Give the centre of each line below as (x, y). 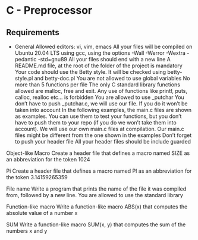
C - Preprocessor (49, 10)
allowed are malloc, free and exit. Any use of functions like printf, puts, (101, 91)
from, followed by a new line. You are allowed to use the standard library (95, 195)
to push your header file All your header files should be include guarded (103, 141)
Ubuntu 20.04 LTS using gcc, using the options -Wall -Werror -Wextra (100, 53)
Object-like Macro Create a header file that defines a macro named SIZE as (98, 153)
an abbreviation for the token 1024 (48, 159)
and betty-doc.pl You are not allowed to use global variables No (112, 78)
